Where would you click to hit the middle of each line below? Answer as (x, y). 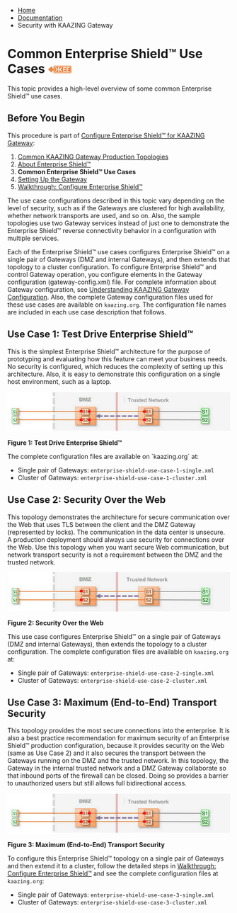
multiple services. (33, 238)
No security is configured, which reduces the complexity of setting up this (115, 366)
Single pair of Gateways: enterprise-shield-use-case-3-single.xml (116, 895)
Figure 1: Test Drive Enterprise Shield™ (65, 443)
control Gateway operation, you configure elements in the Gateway (105, 274)
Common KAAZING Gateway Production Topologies (93, 157)
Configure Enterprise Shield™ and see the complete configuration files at (113, 873)
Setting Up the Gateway (52, 179)
